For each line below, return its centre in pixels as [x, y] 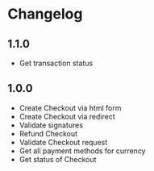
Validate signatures [51, 125]
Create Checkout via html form [70, 108]
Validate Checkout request [63, 142]
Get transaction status [56, 63]
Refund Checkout [48, 133]
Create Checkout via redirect [67, 116]
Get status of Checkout [58, 159]
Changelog [45, 14]
